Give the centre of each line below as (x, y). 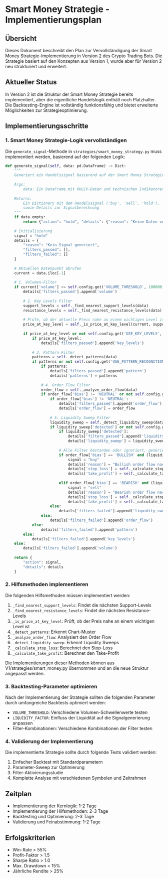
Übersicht (21, 38)
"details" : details (43, 567)
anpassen (22, 723)
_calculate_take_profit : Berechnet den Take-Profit (65, 653)
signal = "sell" (84, 488)
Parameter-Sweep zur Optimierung (48, 767)
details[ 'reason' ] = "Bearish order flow (111, 492)
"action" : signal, (42, 562)
